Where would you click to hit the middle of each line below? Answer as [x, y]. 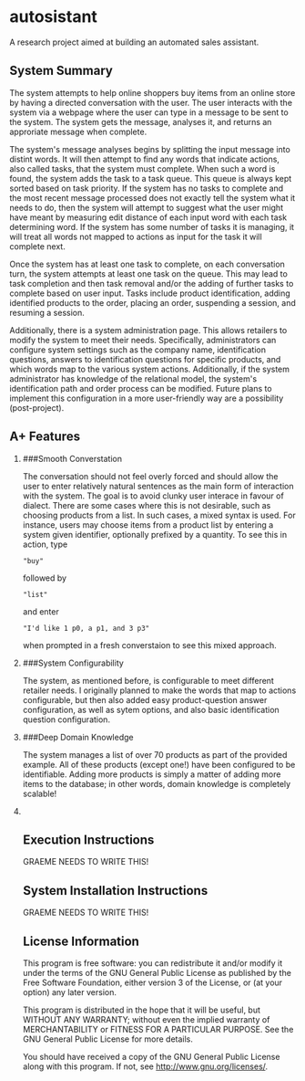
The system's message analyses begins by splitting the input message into [150, 149]
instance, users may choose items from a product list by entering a [148, 525]
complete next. [37, 246]
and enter [41, 611]
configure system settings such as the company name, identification [138, 350]
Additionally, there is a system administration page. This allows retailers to [148, 330]
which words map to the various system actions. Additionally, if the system [149, 369]
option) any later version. [69, 992]
